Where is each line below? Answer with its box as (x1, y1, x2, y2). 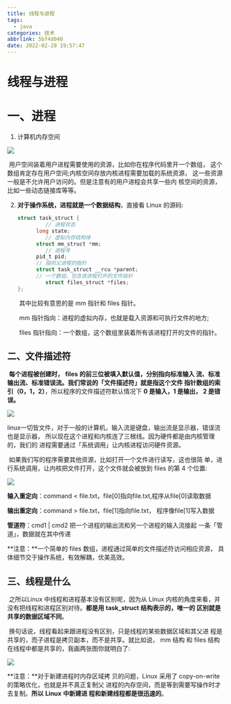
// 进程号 (45, 247, 71, 254)
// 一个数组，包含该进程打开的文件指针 (35, 272, 133, 279)
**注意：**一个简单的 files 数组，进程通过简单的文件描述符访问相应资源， (7, 544, 216, 553)
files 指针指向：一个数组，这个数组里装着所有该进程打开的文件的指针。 (19, 328, 221, 336)
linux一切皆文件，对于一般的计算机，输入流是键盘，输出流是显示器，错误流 (7, 423, 221, 432)
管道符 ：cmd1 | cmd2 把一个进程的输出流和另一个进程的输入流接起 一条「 (7, 521, 217, 530)
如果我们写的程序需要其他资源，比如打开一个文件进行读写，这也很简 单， (8, 456, 216, 464)
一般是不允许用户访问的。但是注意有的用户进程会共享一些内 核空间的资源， (7, 178, 221, 186)
